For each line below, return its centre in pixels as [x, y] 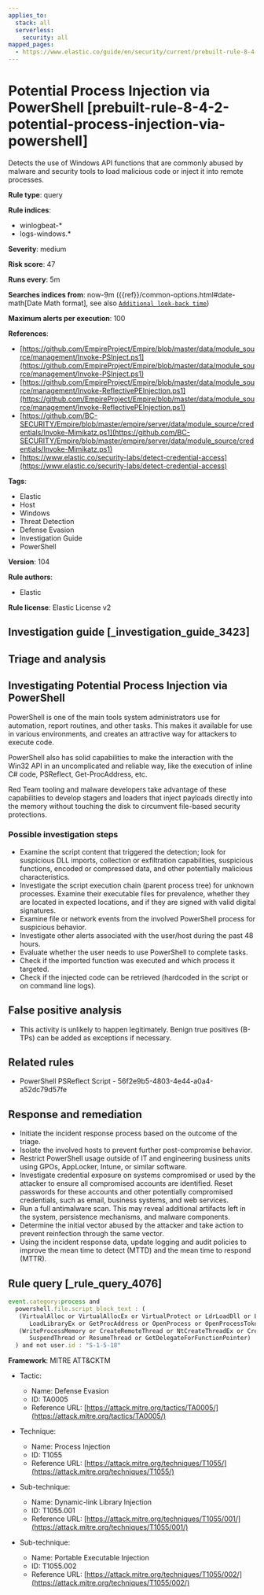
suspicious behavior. [53, 927]
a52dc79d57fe [43, 1090]
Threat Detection [47, 521]
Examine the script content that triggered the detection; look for [123, 851]
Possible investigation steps [63, 835]
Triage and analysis [57, 659]
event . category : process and [54, 1302]
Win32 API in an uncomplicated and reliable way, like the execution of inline [130, 766]
